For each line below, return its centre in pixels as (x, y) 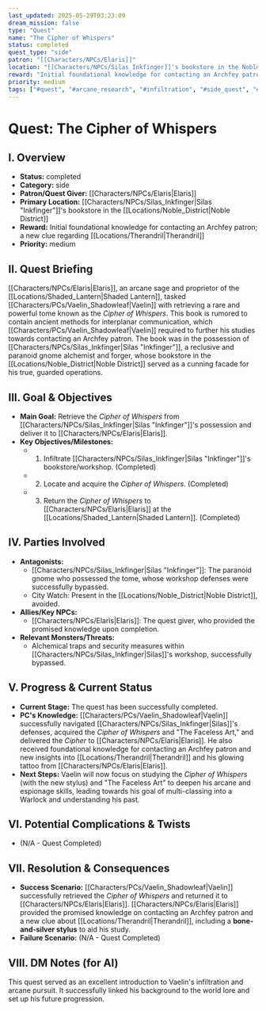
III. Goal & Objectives (60, 397)
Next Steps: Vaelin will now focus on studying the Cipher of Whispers (133, 774)
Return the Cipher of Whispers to (97, 501)
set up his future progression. (56, 999)
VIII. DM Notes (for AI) (63, 963)
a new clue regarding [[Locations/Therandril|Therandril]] (112, 236)
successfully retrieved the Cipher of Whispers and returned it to (123, 896)
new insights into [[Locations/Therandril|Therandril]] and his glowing (132, 757)
